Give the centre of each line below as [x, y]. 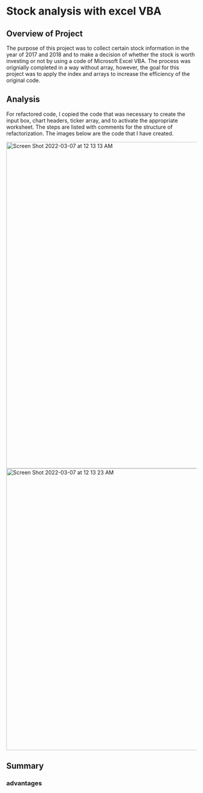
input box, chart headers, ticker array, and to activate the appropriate [92, 120]
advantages [24, 783]
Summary [25, 766]
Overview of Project [45, 34]
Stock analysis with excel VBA [84, 11]
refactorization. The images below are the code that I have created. [90, 133]
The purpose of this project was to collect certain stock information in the [98, 48]
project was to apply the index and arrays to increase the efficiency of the [98, 74]
